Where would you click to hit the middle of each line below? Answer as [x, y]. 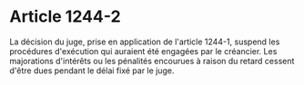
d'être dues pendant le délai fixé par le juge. [92, 71]
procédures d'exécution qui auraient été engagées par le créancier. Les [143, 51]
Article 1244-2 [65, 17]
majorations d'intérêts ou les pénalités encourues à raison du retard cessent [152, 61]
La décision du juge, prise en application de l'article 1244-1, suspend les [145, 42]
